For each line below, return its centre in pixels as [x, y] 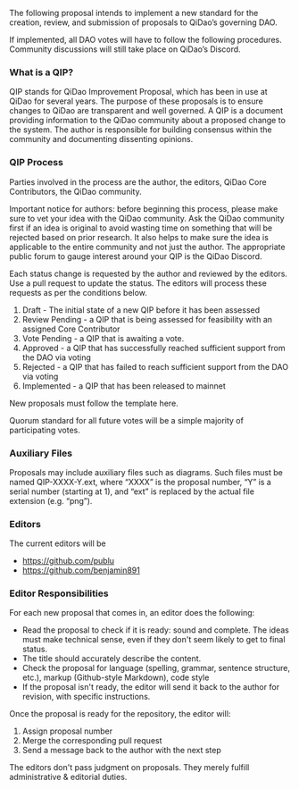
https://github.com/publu [68, 561]
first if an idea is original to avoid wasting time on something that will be [141, 228]
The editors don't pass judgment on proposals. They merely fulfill [129, 768]
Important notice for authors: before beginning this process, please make [144, 208]
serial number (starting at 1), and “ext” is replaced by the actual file [132, 491]
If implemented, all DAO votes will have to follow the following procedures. [146, 40]
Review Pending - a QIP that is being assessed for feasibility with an [147, 319]
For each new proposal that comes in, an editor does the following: [132, 613]
